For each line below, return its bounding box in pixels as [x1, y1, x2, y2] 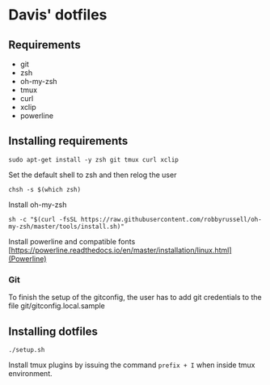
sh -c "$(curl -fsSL [8, 215, 78, 223]
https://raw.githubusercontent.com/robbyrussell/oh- [80, 215, 263, 223]
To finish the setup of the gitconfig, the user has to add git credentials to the [8, 293, 262, 302]
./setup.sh [8, 345, 45, 353]
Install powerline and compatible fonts [8, 236, 136, 246]
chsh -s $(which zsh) [8, 185, 82, 193]
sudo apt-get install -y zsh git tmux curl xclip [8, 155, 179, 163]
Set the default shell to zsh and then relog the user [8, 170, 177, 180]
